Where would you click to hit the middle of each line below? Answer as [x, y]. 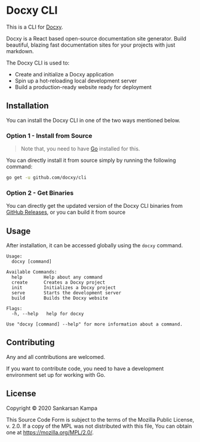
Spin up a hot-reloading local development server [76, 81]
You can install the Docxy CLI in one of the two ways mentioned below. [93, 120]
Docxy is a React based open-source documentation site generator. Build [96, 38]
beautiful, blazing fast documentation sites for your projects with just [91, 45]
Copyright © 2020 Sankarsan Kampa [52, 408]
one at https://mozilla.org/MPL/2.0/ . [50, 432]
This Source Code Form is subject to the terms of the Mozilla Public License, [100, 419]
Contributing [30, 343]
